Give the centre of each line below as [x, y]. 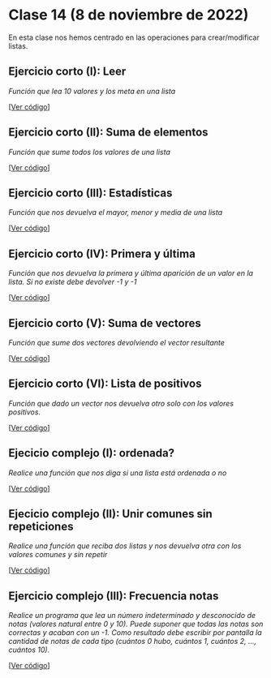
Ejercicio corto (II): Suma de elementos [108, 133]
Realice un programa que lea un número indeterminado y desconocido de [132, 616]
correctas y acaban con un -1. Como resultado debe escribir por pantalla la [135, 633]
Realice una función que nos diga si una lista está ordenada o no [118, 473]
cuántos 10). [29, 650]
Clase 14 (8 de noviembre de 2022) [129, 15]
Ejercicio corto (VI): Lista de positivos [105, 384]
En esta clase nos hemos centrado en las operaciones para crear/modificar [134, 37]
